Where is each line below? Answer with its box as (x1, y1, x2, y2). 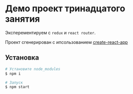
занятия (5, 13, 40, 25)
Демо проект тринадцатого (5, 3, 126, 14)
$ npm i (5, 71, 21, 76)
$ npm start (5, 85, 30, 90)
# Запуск (5, 80, 23, 85)
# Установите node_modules (5, 66, 61, 71)
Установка (5, 54, 39, 62)
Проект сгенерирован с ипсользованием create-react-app (5, 39, 128, 45)
